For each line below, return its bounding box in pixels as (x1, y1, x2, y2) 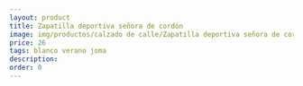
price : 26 (9, 38, 47, 47)
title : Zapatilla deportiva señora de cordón (9, 21, 183, 30)
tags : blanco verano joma (9, 47, 106, 56)
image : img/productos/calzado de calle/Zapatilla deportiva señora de (9, 30, 280, 39)
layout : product (9, 13, 70, 22)
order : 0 (9, 64, 42, 73)
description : (9, 55, 59, 64)
